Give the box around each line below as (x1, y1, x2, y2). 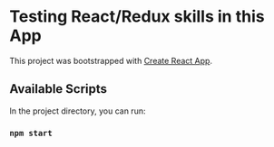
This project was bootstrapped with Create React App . (9, 55, 213, 66)
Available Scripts (9, 81, 107, 96)
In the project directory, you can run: (9, 106, 146, 116)
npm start (9, 128, 53, 138)
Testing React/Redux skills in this (9, 6, 265, 27)
